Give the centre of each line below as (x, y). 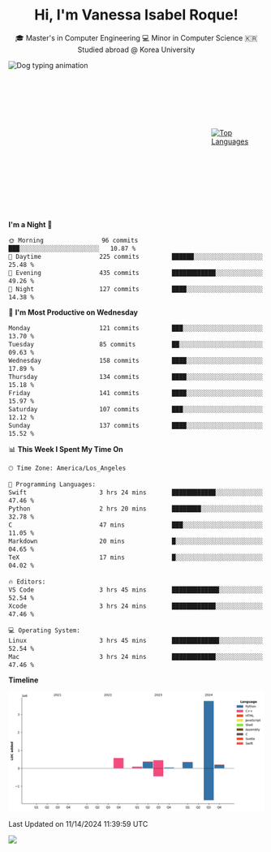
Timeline (24, 680)
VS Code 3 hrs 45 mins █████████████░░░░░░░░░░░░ (136, 590)
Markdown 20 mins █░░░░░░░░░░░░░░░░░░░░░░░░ (136, 541)
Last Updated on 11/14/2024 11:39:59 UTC (78, 824)
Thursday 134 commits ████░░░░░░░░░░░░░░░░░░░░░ (136, 377)
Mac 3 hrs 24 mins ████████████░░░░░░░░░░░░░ (136, 656)
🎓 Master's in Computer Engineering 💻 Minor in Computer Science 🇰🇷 (136, 37)
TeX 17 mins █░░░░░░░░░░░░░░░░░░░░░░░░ (136, 557)
